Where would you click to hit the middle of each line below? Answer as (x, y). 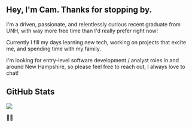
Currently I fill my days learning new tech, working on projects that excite (96, 42)
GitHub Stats (31, 92)
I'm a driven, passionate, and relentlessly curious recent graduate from (94, 24)
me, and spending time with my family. (54, 49)
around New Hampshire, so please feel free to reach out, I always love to (96, 66)
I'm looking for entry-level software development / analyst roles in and (93, 60)
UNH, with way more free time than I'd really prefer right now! (82, 31)
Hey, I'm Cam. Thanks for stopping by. (79, 10)
